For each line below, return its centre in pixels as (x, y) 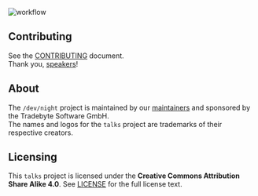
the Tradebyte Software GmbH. (59, 116)
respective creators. (41, 132)
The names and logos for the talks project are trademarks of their (115, 124)
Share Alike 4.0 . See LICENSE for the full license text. (95, 184)
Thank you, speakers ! (43, 64)
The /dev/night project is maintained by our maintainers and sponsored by (129, 107)
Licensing (33, 157)
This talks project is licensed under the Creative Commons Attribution (124, 176)
